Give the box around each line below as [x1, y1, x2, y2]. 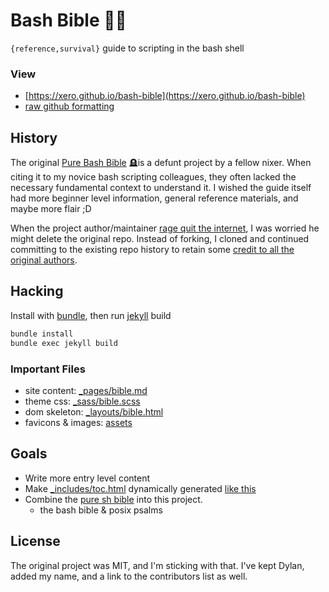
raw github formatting [24, 100, 115, 113]
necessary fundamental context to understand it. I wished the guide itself [10, 182, 312, 194]
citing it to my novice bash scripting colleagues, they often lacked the [10, 171, 297, 183]
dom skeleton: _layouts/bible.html [24, 405, 164, 418]
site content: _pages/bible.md [24, 384, 148, 396]
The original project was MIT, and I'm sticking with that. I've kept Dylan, [10, 559, 305, 571]
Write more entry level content [24, 472, 151, 484]
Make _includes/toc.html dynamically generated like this [24, 482, 257, 494]
